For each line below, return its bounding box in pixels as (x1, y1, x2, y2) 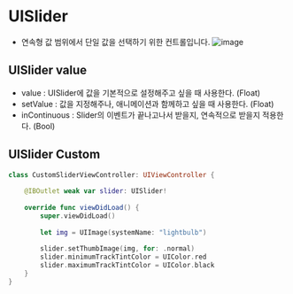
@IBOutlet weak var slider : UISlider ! (24, 187, 167, 196)
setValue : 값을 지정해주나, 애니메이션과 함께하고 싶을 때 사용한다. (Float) (20, 98, 274, 109)
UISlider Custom (8, 147, 101, 162)
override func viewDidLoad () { (24, 204, 140, 213)
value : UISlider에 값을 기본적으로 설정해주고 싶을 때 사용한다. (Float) (20, 87, 261, 98)
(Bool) (33, 120, 56, 131)
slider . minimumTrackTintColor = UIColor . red (40, 252, 207, 262)
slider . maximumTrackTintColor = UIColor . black (40, 261, 215, 270)
